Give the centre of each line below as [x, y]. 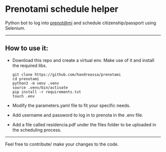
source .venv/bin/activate [40, 88]
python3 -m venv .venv [36, 83]
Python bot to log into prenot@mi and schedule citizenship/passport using [81, 23]
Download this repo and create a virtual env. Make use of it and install [83, 60]
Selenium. [15, 28]
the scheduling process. [37, 130]
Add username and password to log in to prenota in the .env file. [78, 115]
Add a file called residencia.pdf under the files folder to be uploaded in [84, 124]
